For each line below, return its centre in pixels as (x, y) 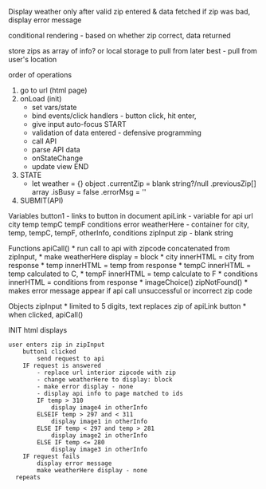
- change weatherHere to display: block (105, 380)
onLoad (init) (41, 99)
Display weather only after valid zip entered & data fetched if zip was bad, (129, 12)
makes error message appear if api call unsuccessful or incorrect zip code (130, 291)
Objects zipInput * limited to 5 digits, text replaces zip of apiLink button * (127, 306)
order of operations (40, 75)
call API (44, 141)
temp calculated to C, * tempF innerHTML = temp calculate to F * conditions (133, 274)
